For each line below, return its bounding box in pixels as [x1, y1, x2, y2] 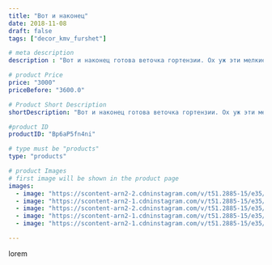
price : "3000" [8, 78, 57, 86]
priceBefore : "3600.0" [8, 86, 85, 94]
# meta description [8, 49, 74, 57]
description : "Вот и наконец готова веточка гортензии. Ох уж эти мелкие [8, 57, 266, 65]
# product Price [8, 71, 63, 79]
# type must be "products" [8, 145, 100, 154]
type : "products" [8, 153, 67, 161]
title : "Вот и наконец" [8, 11, 89, 20]
